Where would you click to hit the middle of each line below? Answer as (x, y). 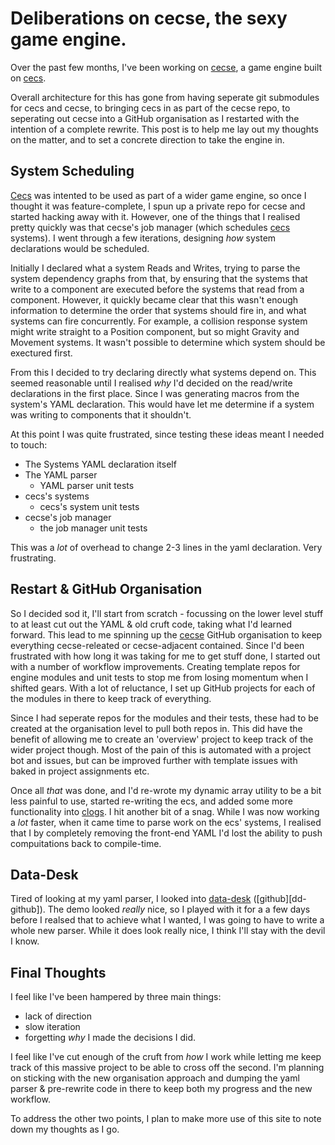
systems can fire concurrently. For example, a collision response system (159, 321)
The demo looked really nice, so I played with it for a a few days (179, 909)
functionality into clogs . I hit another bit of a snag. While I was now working (165, 811)
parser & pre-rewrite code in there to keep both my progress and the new (161, 1089)
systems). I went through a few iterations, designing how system (143, 238)
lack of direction (58, 1016)
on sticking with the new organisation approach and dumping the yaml (155, 1078)
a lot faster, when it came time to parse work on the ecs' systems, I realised (166, 822)
